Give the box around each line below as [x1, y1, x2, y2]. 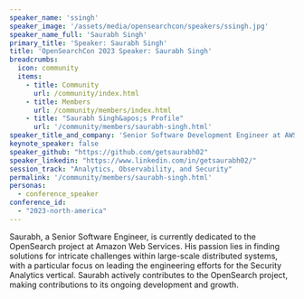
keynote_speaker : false [9, 139, 100, 148]
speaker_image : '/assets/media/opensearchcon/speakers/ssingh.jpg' [9, 22, 270, 31]
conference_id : [9, 198, 67, 208]
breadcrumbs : [9, 55, 59, 64]
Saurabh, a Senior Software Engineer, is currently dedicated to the [9, 231, 256, 242]
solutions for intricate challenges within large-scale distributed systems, [9, 250, 279, 261]
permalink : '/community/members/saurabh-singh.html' [9, 173, 213, 182]
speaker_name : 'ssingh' [9, 13, 100, 23]
